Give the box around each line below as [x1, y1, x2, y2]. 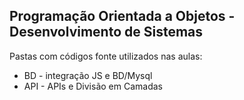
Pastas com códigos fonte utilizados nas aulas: [9, 50, 203, 62]
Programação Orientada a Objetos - [9, 8, 236, 25]
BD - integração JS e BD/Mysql [23, 69, 153, 81]
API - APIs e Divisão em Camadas [23, 80, 163, 92]
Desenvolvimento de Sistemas [9, 24, 204, 41]
